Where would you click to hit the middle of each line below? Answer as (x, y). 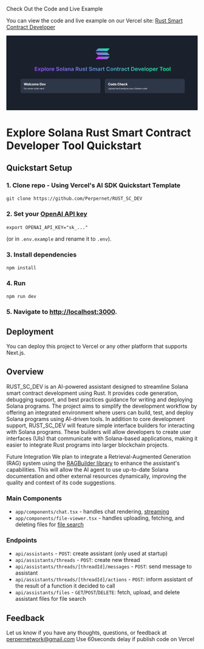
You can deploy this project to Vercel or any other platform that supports (97, 346)
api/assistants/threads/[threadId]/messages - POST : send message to (104, 567)
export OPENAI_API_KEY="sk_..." (47, 227)
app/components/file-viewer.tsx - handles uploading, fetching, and (100, 518)
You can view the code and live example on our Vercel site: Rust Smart (95, 20)
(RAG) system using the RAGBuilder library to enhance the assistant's (93, 463)
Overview (25, 372)
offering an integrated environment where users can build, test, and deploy (100, 412)
